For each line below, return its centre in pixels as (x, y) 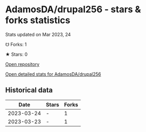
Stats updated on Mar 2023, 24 (38, 34)
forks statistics (38, 20)
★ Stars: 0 (17, 54)
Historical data (29, 90)
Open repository (22, 64)
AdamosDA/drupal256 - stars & (73, 9)
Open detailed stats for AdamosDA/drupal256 (53, 74)
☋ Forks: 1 (16, 44)
